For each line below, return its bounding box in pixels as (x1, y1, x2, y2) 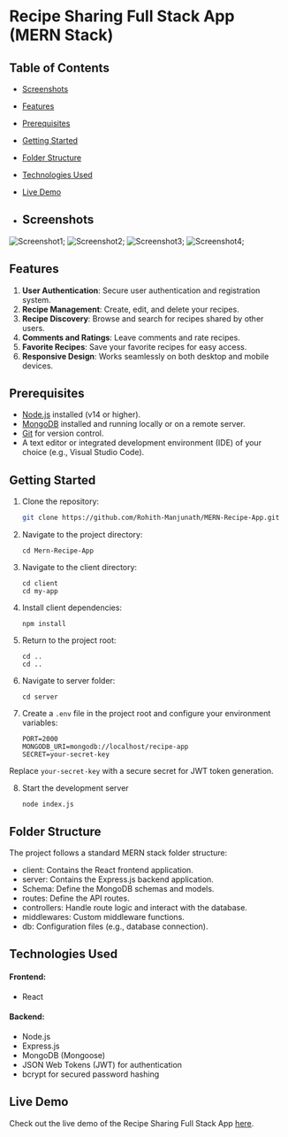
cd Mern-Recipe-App (21, 546, 95, 555)
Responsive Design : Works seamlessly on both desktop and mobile (21, 351, 269, 361)
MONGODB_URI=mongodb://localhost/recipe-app (21, 742, 189, 752)
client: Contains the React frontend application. (21, 864, 194, 875)
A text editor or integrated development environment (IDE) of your (21, 437, 262, 448)
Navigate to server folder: (21, 676, 116, 686)
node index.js (21, 800, 74, 809)
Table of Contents (9, 60, 110, 75)
